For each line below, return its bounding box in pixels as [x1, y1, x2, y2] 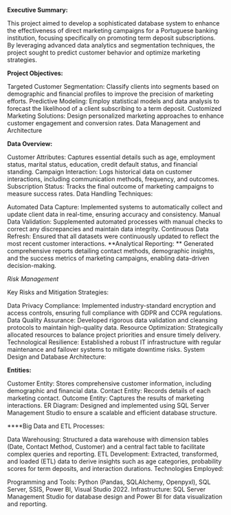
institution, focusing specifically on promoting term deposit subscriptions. [7, 34, 216, 42]
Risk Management [7, 275, 59, 283]
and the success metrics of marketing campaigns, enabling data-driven [7, 254, 210, 262]
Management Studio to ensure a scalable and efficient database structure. [7, 409, 218, 417]
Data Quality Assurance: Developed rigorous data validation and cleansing [7, 316, 218, 324]
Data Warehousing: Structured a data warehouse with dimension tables [7, 435, 209, 443]
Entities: [7, 366, 32, 374]
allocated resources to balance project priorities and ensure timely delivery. [7, 330, 221, 339]
